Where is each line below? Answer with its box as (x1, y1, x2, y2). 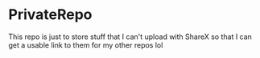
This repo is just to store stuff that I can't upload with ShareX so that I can (8, 32, 252, 41)
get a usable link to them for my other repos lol (8, 40, 163, 49)
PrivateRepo (8, 6, 93, 24)
